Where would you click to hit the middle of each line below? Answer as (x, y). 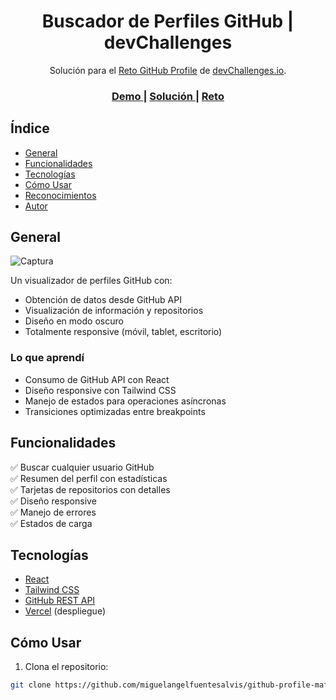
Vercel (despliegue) (65, 611)
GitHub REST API (60, 601)
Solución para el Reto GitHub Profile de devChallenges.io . (168, 70)
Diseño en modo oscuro (74, 321)
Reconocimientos (60, 195)
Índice (30, 128)
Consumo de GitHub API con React (97, 379)
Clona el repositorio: (66, 667)
